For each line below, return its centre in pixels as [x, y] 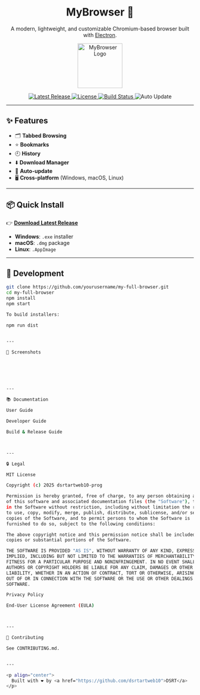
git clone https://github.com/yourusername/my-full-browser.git [87, 287]
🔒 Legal [16, 464]
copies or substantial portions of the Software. [69, 540]
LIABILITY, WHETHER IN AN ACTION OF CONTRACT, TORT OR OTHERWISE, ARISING [101, 573]
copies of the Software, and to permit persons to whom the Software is [98, 518]
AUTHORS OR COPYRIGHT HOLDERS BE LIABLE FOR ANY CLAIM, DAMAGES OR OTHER [100, 567]
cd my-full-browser [30, 293]
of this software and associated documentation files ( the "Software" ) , [98, 502]
